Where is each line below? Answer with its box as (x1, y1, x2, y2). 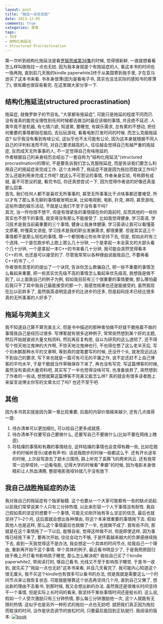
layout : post (5, 7, 32, 12)
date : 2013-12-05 (5, 16, 40, 21)
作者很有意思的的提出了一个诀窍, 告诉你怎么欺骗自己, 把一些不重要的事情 (5, 264, 151, 270)
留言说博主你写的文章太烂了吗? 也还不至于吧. (9, 379, 100, 385)
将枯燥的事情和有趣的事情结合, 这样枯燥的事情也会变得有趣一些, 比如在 (12, 444, 154, 450)
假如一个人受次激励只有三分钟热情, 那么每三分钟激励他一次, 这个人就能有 (5, 595, 151, 601)
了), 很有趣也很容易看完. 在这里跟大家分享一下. (5, 82, 98, 88)
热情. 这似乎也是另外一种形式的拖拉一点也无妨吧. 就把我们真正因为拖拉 (13, 602, 155, 607)
